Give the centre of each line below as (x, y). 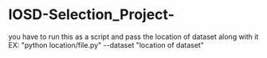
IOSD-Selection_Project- (92, 15)
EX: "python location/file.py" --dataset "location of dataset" (106, 44)
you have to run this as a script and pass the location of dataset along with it (133, 37)
